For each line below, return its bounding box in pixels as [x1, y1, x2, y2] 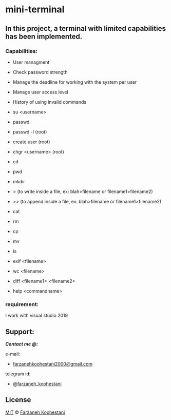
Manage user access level [12, 89, 68, 95]
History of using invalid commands [12, 99, 86, 105]
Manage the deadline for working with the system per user [12, 79, 137, 85]
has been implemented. [5, 32, 83, 41]
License [5, 395, 31, 404]
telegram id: [5, 371, 31, 377]
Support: [5, 327, 34, 336]
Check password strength [12, 69, 68, 75]
